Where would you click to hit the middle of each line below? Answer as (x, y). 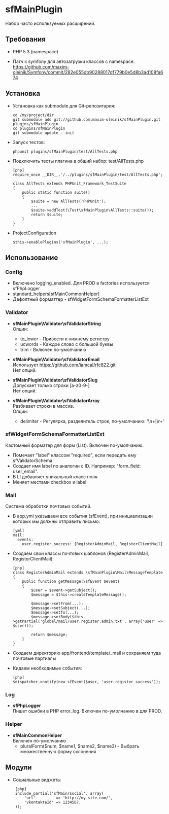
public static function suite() (56, 192)
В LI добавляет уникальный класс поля (55, 476)
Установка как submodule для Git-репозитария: (64, 105)
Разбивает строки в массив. (43, 406)
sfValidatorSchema (32, 461)
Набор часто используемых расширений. (50, 23)
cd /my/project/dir (33, 115)
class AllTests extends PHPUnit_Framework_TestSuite (70, 184)
